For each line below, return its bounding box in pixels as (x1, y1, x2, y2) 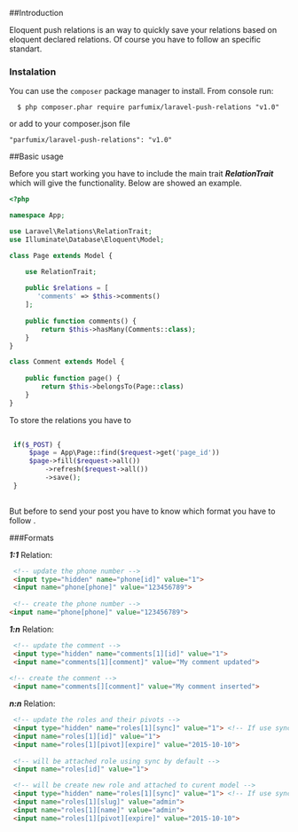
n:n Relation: (9, 698, 56, 709)
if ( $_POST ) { (12, 440, 62, 449)
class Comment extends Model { (9, 357, 125, 366)
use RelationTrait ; (25, 267, 98, 276)
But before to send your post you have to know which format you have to (9, 506, 276, 516)
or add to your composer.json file (9, 119, 130, 130)
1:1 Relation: (9, 549, 53, 560)
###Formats (9, 532, 55, 543)
